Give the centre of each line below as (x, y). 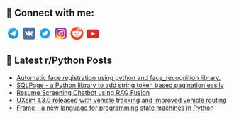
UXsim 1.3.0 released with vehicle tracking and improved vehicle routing (121, 100)
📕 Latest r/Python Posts (59, 61)
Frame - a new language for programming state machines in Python (115, 108)
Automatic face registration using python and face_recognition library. (118, 77)
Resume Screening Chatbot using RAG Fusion (83, 92)
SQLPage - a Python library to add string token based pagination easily (120, 85)
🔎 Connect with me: (50, 13)
